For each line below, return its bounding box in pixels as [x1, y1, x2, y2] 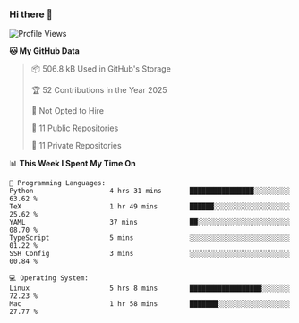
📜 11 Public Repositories [30, 123, 119, 133]
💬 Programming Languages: [9, 179, 106, 188]
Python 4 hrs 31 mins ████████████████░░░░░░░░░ [9, 187, 291, 196]
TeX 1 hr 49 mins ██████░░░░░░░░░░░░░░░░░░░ [9, 202, 291, 211]
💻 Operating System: [9, 274, 90, 283]
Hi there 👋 [9, 8, 54, 21]
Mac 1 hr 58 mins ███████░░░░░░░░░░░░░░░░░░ [9, 300, 291, 309]
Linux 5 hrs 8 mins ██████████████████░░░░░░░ [9, 284, 291, 293]
